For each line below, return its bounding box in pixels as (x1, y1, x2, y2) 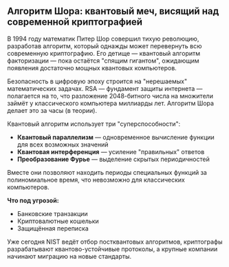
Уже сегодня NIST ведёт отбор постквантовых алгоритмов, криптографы (7, 237, 223, 246)
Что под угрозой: (7, 196, 60, 204)
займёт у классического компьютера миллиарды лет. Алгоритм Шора (7, 99, 215, 107)
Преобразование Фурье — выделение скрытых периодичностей (17, 155, 210, 163)
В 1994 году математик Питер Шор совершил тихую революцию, (7, 34, 199, 43)
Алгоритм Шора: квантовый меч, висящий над (7, 6, 219, 17)
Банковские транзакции (17, 209, 88, 217)
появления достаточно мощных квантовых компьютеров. (7, 63, 177, 72)
